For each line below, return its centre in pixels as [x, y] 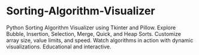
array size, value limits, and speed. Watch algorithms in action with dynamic [100, 40]
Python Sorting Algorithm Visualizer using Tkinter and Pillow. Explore [91, 27]
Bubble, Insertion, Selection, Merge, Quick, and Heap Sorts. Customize [94, 33]
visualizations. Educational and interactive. [59, 47]
